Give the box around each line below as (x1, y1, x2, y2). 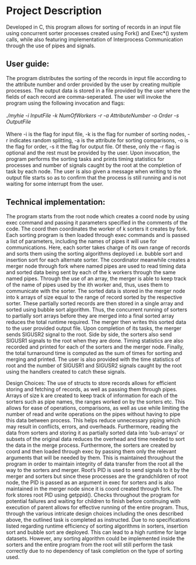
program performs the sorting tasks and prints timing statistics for (6, 155, 164, 162)
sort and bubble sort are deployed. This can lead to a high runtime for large (6, 528, 187, 536)
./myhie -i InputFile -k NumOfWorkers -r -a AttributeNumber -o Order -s (6, 112, 179, 119)
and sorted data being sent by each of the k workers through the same (6, 268, 176, 275)
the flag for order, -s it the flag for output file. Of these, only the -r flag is (6, 143, 180, 150)
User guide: (6, 59, 50, 69)
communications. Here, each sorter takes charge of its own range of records (6, 244, 190, 251)
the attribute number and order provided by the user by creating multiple (6, 81, 181, 88)
